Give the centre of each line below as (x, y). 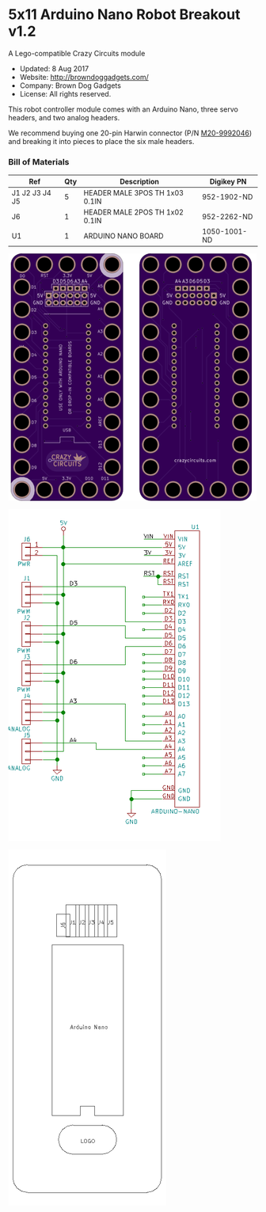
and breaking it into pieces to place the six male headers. (101, 141)
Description (140, 181)
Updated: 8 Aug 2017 (54, 68)
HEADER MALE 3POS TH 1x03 (134, 192)
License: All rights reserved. (65, 93)
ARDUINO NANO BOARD (123, 236)
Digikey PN (228, 181)
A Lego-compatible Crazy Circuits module (77, 53)
